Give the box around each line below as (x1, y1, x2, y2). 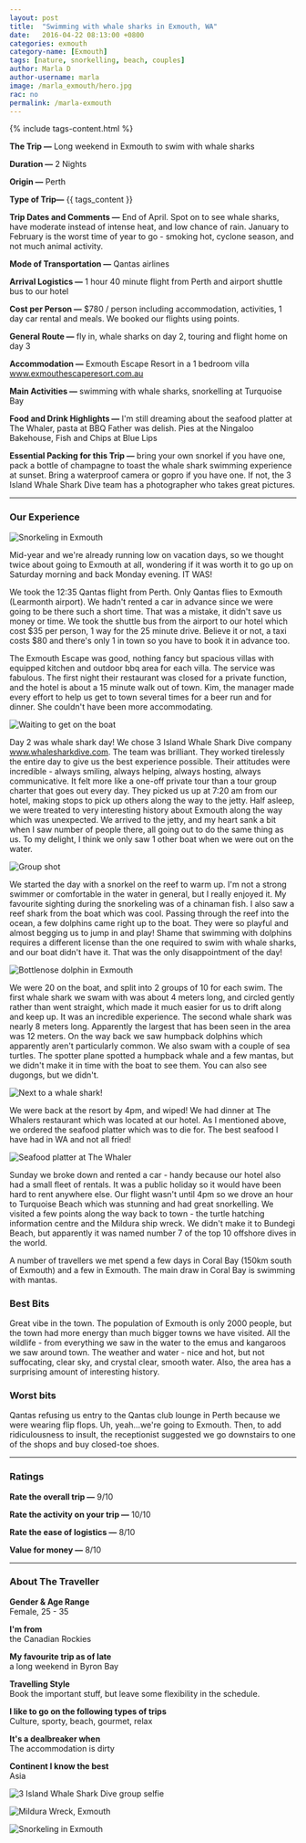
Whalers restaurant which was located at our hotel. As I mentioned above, (9, 1114, 287, 1125)
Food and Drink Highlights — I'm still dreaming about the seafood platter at (9, 413, 293, 425)
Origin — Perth (9, 176, 66, 187)
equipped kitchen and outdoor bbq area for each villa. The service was (9, 662, 276, 673)
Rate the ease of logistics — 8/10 (9, 1526, 136, 1537)
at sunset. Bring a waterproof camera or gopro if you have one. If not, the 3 (9, 469, 291, 480)
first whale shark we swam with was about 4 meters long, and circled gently (9, 992, 295, 1003)
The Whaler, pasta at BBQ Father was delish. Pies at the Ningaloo (9, 423, 254, 434)
